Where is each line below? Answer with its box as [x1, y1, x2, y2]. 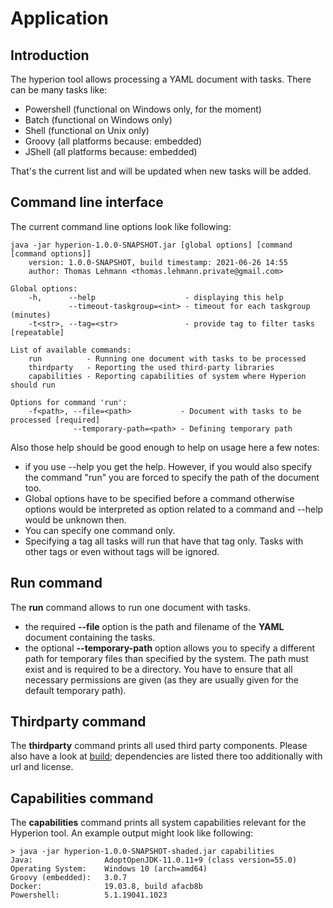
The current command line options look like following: [10, 220, 232, 232]
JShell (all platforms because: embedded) [24, 146, 198, 157]
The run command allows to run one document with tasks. [10, 601, 252, 613]
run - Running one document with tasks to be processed [28, 353, 307, 364]
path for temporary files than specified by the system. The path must [24, 652, 309, 664]
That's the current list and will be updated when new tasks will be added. [10, 165, 312, 177]
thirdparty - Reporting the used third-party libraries [28, 362, 275, 372]
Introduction [10, 47, 90, 64]
